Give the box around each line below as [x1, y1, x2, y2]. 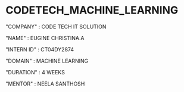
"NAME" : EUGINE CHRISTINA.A [5, 34, 85, 41]
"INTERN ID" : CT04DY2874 [5, 45, 74, 53]
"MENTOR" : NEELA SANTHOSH [5, 80, 85, 87]
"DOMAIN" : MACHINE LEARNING [5, 57, 89, 64]
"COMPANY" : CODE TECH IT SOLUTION [5, 23, 107, 30]
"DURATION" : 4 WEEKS [5, 68, 65, 75]
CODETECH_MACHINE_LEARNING [5, 4, 179, 17]
